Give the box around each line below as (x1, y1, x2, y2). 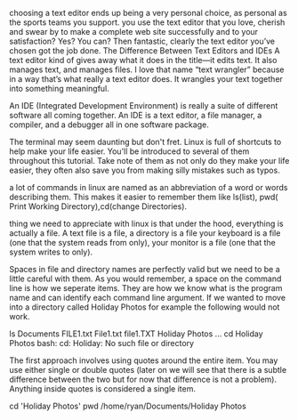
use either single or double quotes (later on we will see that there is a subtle (9, 365, 287, 375)
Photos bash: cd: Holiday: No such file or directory (9, 338, 194, 348)
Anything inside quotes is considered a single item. (9, 384, 196, 394)
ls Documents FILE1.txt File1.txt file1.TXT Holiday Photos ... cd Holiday (9, 328, 264, 339)
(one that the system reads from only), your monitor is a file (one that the (9, 238, 276, 247)
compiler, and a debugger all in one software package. (9, 119, 209, 130)
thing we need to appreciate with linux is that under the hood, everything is (9, 218, 284, 229)
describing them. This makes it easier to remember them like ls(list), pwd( (9, 191, 278, 202)
